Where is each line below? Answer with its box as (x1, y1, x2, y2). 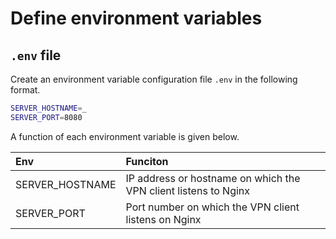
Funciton (125, 154, 169, 168)
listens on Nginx (125, 212, 202, 226)
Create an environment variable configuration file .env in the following (10, 73, 298, 85)
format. (10, 84, 41, 96)
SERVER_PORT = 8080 (10, 112, 83, 122)
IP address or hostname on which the (125, 171, 301, 185)
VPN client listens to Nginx (125, 183, 251, 197)
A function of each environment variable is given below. (10, 130, 240, 142)
